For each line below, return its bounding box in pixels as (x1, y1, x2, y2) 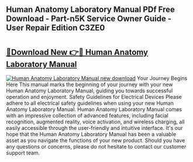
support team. (6, 149, 40, 156)
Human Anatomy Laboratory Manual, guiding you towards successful (6, 87, 173, 94)
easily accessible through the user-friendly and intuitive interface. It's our (6, 125, 183, 131)
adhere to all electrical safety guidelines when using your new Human (6, 99, 174, 106)
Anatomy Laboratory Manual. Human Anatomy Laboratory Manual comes (6, 106, 182, 113)
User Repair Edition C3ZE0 (6, 23, 105, 33)
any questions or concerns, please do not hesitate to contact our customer (6, 143, 187, 150)
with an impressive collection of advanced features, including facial (6, 112, 168, 119)
